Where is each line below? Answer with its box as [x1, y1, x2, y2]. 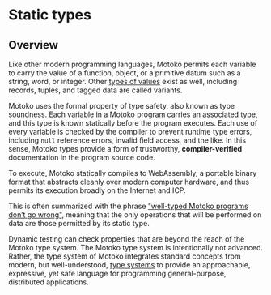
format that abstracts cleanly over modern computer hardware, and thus [8, 177, 249, 186]
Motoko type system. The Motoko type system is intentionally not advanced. [8, 243, 264, 252]
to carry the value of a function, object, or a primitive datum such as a [8, 68, 241, 78]
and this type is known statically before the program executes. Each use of [8, 118, 257, 127]
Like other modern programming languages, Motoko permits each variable [8, 59, 256, 69]
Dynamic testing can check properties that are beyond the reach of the [8, 234, 245, 244]
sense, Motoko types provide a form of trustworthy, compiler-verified [8, 144, 243, 153]
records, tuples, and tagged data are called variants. [8, 85, 183, 95]
